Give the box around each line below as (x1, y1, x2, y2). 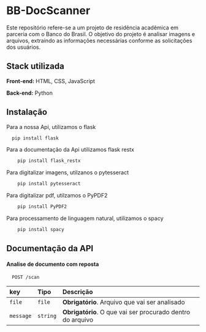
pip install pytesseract (17, 181, 81, 187)
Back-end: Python (6, 89, 53, 97)
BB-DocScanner (6, 4, 91, 18)
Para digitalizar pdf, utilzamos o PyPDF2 (6, 192, 108, 199)
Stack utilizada (6, 61, 64, 72)
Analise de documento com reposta (6, 260, 99, 268)
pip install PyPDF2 (17, 204, 67, 210)
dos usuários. (6, 43, 41, 51)
